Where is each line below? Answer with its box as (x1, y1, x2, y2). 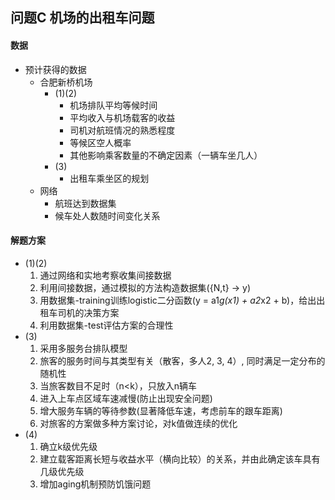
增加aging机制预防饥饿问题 (39, 478, 152, 490)
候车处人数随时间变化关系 (54, 209, 161, 222)
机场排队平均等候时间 (69, 99, 158, 111)
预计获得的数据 (24, 63, 87, 75)
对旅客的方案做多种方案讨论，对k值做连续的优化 (39, 417, 238, 429)
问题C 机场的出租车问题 (10, 9, 155, 27)
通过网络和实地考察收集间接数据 (39, 269, 172, 281)
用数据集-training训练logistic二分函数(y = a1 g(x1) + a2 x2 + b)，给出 (39, 294, 317, 306)
